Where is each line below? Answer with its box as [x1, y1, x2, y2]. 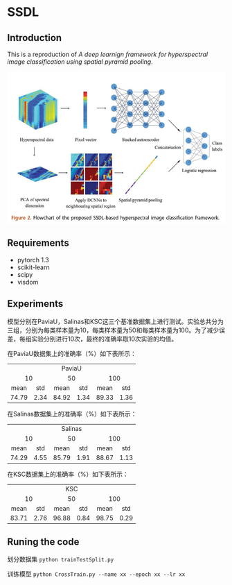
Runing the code [7, 536, 80, 548]
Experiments [7, 298, 64, 310]
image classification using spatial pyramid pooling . [7, 58, 154, 66]
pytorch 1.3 [17, 255, 50, 264]
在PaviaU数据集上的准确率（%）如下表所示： [7, 349, 136, 357]
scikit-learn [17, 263, 50, 271]
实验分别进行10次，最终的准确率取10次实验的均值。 [30, 334, 178, 343]
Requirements [7, 237, 69, 249]
